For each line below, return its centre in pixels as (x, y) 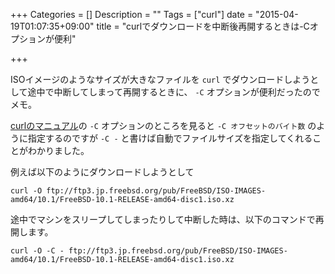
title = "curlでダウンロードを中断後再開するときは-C (203, 26)
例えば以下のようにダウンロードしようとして (102, 172)
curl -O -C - (37, 251)
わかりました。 (58, 150)
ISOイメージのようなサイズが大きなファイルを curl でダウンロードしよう (160, 79)
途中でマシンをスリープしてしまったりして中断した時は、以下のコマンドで (163, 219)
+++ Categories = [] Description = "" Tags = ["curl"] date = (132, 14)
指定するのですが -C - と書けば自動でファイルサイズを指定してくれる (170, 138)
